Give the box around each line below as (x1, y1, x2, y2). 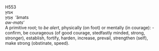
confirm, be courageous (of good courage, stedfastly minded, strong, (5, 30, 145, 35)
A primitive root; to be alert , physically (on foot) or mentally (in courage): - (5, 25, 155, 31)
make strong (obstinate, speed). (5, 40, 69, 46)
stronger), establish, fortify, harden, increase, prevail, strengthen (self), (5, 35, 148, 41)
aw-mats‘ (5, 19, 24, 25)
